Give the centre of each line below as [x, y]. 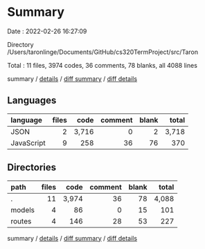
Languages [32, 101]
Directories [32, 168]
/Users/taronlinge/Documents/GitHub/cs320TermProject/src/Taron [103, 52]
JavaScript [28, 142]
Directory [20, 44]
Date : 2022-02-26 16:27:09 [47, 31]
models [23, 210]
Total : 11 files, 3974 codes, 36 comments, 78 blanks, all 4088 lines [102, 65]
